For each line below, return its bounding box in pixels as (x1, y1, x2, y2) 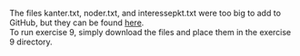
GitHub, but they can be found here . (9, 17, 145, 28)
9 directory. (9, 36, 53, 47)
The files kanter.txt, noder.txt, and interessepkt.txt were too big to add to (9, 8, 282, 18)
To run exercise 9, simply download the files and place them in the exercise (9, 27, 292, 37)
